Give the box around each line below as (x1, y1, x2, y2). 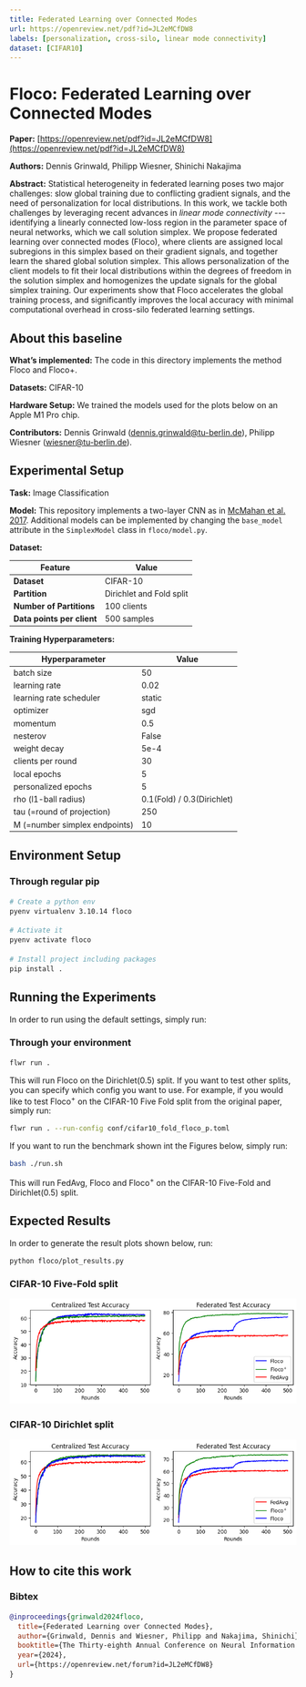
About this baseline (9, 331, 123, 346)
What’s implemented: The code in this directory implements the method (9, 355, 282, 365)
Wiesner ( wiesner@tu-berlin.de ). (9, 437, 132, 447)
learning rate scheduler (13, 692, 101, 703)
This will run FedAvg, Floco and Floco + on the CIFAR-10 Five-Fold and (9, 1176, 271, 1188)
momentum (13, 718, 56, 729)
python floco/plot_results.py (9, 1256, 125, 1265)
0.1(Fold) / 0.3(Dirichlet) (140, 793, 234, 805)
